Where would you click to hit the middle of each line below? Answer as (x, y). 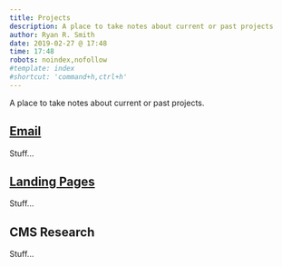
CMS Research (52, 232)
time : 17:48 (32, 52)
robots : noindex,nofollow (58, 60)
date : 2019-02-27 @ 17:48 (58, 43)
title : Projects (40, 18)
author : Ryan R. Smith (52, 35)
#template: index (42, 69)
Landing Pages (52, 181)
